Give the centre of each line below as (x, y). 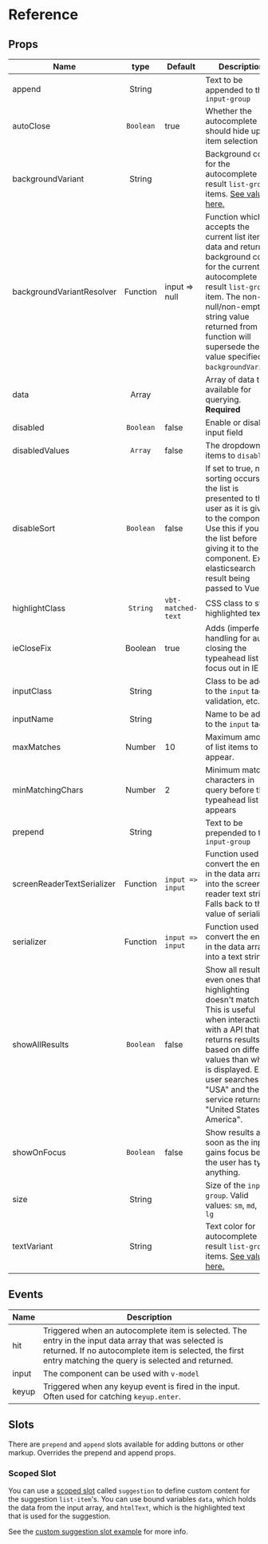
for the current (233, 267)
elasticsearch (231, 568)
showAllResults (41, 1044)
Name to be (227, 714)
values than (227, 1060)
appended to (229, 90)
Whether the (229, 111)
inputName (33, 719)
